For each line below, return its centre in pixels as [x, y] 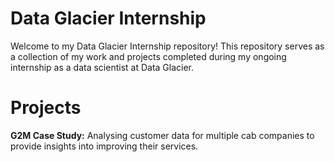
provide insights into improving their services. [104, 146]
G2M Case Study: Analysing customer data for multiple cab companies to [162, 135]
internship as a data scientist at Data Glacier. [102, 67]
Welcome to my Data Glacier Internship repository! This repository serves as [167, 46]
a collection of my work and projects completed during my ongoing [148, 56]
